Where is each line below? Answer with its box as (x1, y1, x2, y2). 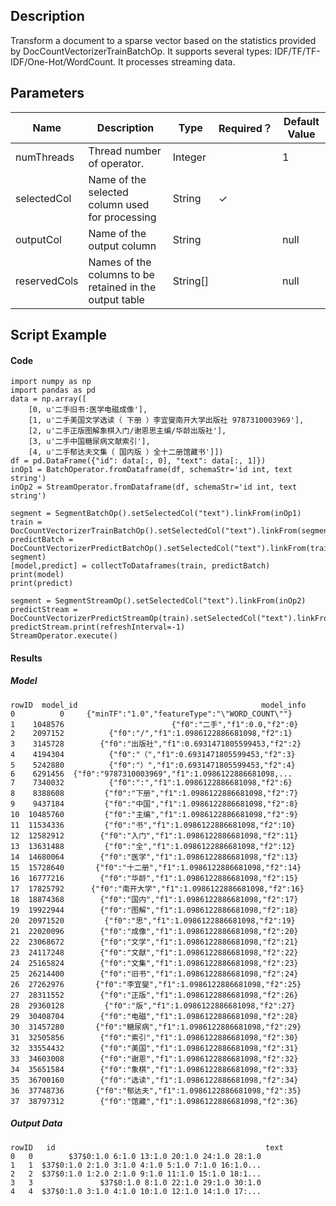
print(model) (10, 570, 65, 580)
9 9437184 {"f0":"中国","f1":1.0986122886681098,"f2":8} (10, 799, 299, 809)
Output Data (10, 1117, 63, 1129)
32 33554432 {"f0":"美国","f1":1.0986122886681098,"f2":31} (10, 1043, 299, 1053)
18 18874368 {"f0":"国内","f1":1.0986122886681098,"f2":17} (10, 894, 299, 904)
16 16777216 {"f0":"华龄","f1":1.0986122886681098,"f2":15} (10, 873, 299, 883)
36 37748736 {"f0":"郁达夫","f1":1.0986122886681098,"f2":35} (10, 1085, 302, 1096)
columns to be (88, 267, 155, 281)
